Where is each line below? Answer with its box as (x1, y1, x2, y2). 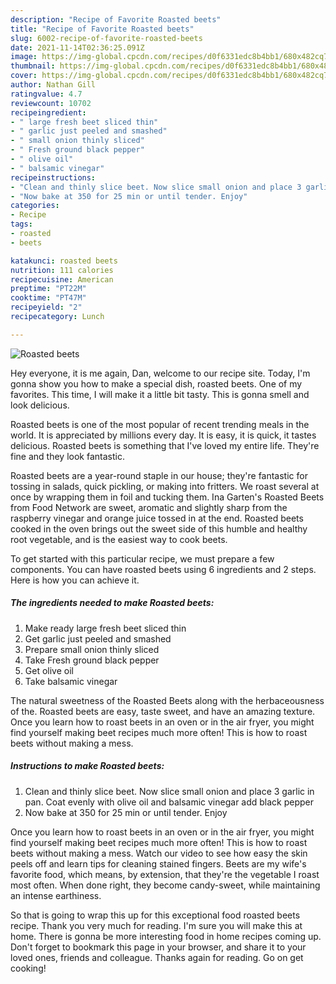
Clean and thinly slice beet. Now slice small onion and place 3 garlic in (24, 785, 315, 797)
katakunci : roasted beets (10, 256, 118, 266)
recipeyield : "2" (10, 302, 83, 313)
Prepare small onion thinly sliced (24, 643, 160, 655)
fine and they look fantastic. (10, 450, 125, 462)
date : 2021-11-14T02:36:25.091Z (10, 42, 145, 53)
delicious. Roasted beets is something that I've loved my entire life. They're (10, 439, 320, 451)
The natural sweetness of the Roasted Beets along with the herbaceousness (10, 694, 325, 706)
